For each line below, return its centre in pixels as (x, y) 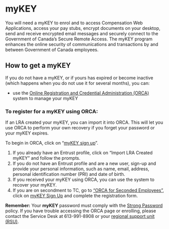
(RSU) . (12, 222)
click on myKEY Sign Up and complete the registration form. (75, 196)
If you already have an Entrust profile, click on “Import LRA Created (82, 153)
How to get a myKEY (38, 65)
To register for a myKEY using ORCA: (52, 111)
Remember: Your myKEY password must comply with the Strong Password (84, 206)
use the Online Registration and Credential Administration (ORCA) (81, 93)
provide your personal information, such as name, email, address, (81, 169)
